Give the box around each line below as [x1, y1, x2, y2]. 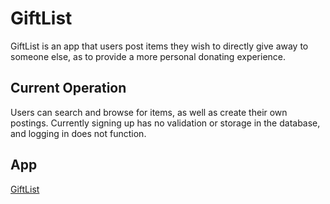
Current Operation [10, 80, 127, 97]
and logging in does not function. [10, 127, 147, 139]
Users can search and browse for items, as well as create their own [10, 106, 288, 118]
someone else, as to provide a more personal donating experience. [10, 50, 287, 62]
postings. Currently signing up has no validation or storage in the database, [10, 117, 321, 129]
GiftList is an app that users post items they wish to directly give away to [10, 40, 309, 52]
